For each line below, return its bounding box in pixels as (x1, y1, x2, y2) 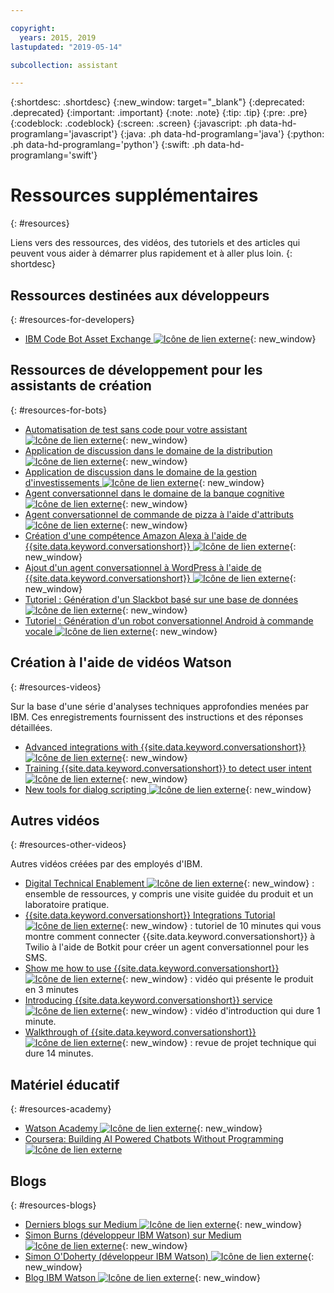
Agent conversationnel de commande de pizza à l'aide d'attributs (24, 508, 295, 520)
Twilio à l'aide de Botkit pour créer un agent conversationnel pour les (24, 941, 310, 953)
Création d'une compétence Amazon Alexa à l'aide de (24, 529, 247, 541)
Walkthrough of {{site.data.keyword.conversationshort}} (24, 1026, 257, 1038)
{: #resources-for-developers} (10, 314, 135, 325)
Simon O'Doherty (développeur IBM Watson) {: (24, 1251, 315, 1263)
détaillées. (10, 721, 53, 733)
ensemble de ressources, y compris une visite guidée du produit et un (24, 888, 314, 900)
